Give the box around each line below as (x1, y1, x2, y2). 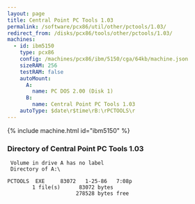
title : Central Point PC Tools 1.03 (7, 17, 114, 24)
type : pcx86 (19, 49, 54, 56)
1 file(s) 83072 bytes (32, 184, 114, 191)
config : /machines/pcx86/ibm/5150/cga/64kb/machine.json (19, 56, 189, 63)
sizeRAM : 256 (19, 62, 58, 69)
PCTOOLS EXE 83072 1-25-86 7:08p (7, 178, 132, 185)
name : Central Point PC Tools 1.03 (32, 101, 136, 108)
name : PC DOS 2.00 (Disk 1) (32, 88, 114, 95)
